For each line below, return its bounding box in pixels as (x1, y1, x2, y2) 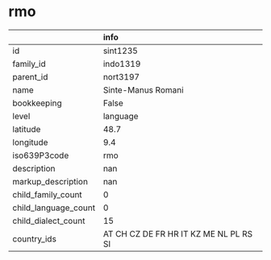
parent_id (12, 71, 48, 82)
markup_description (12, 175, 89, 187)
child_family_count (12, 188, 82, 200)
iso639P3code (12, 150, 69, 161)
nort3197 (102, 71, 140, 82)
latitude (12, 123, 41, 134)
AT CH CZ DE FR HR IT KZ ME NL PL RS (102, 228, 253, 239)
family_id (12, 58, 46, 69)
